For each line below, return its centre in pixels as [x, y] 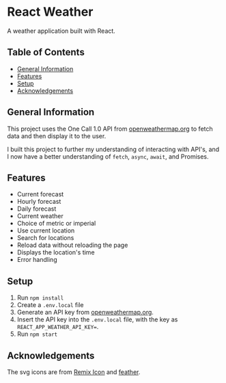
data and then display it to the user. [57, 136]
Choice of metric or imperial [56, 224]
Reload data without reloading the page [72, 245]
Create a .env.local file [50, 305]
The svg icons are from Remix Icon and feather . [74, 372]
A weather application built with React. [61, 31]
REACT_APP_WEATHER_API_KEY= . [58, 327]
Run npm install [40, 298]
